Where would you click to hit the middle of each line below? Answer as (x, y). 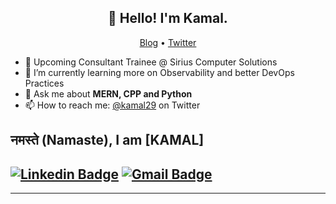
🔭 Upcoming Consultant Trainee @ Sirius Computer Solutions (151, 62)
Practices (44, 83)
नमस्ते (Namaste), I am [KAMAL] (107, 140)
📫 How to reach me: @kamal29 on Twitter (112, 105)
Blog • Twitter (168, 42)
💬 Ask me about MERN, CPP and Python (108, 93)
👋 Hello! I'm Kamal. (168, 18)
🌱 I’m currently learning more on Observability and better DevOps (159, 72)
